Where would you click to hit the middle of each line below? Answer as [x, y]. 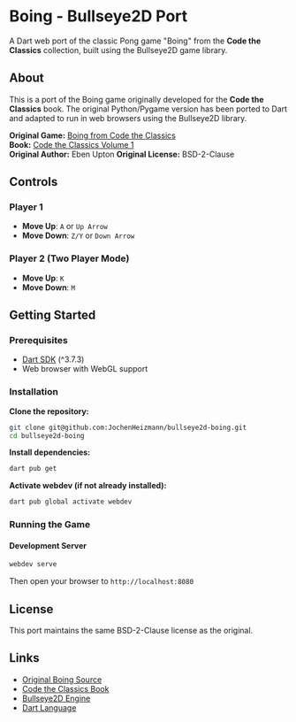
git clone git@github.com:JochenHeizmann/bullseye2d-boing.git [128, 427]
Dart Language [49, 707]
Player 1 [27, 207]
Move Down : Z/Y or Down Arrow [78, 235]
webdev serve [33, 565]
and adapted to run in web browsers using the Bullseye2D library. [128, 118]
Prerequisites [38, 341]
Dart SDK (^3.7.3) [53, 359]
